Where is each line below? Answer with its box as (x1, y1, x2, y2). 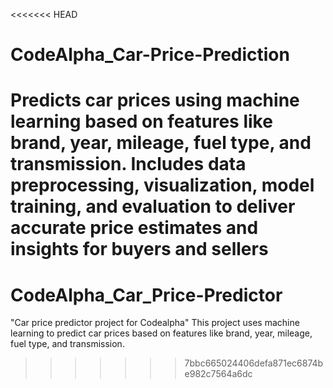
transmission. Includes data (10, 153, 247, 176)
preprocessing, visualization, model (10, 174, 315, 197)
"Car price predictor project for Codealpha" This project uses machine (10, 317, 300, 329)
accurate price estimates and (10, 217, 259, 239)
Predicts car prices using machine (10, 89, 300, 112)
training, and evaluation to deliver (10, 195, 296, 218)
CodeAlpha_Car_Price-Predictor (10, 284, 283, 306)
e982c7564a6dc (184, 368, 253, 380)
